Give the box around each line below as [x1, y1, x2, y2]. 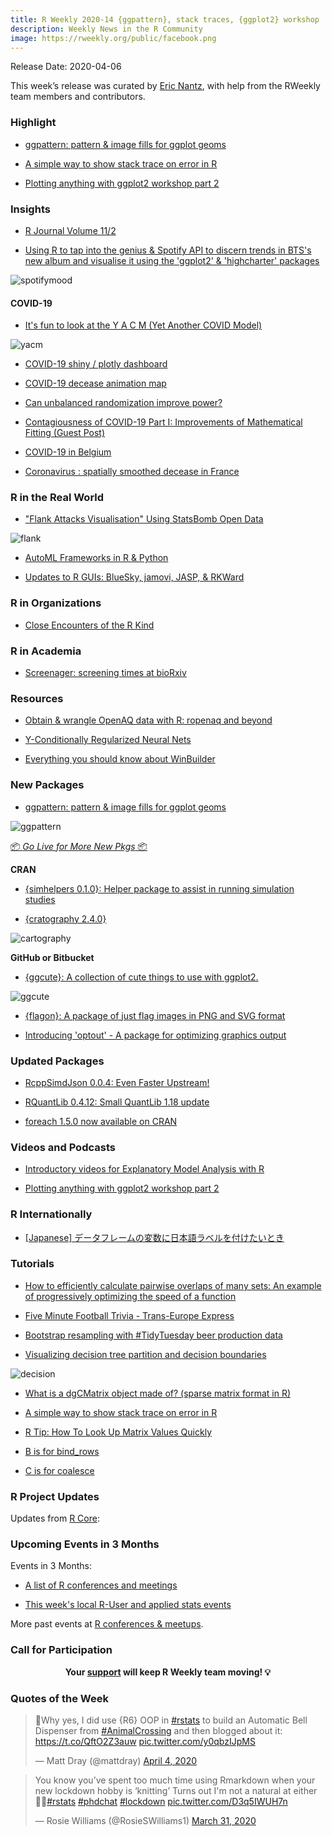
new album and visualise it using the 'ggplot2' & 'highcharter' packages [24, 254, 320, 266]
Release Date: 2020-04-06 [10, 61, 122, 73]
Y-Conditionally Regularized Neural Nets [24, 734, 192, 746]
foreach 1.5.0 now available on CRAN [24, 1115, 178, 1127]
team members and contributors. [10, 91, 146, 103]
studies [24, 893, 56, 905]
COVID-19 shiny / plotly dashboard [24, 358, 168, 370]
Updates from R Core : [10, 1512, 100, 1525]
